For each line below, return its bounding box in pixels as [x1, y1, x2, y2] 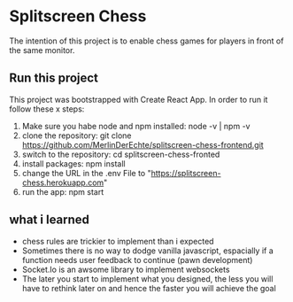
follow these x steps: [9, 104, 85, 114]
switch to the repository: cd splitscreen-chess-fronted [21, 149, 220, 159]
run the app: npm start [21, 186, 104, 197]
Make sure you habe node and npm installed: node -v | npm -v [21, 120, 251, 131]
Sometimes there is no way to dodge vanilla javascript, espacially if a [21, 245, 274, 256]
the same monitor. [9, 44, 75, 55]
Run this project [9, 71, 99, 86]
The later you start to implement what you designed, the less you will [21, 273, 274, 284]
